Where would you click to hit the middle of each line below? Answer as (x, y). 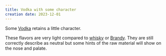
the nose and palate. (26, 48)
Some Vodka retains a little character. (43, 28)
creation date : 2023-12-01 (33, 14)
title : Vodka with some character (41, 10)
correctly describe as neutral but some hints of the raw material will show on (83, 43)
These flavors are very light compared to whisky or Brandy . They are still (79, 38)
